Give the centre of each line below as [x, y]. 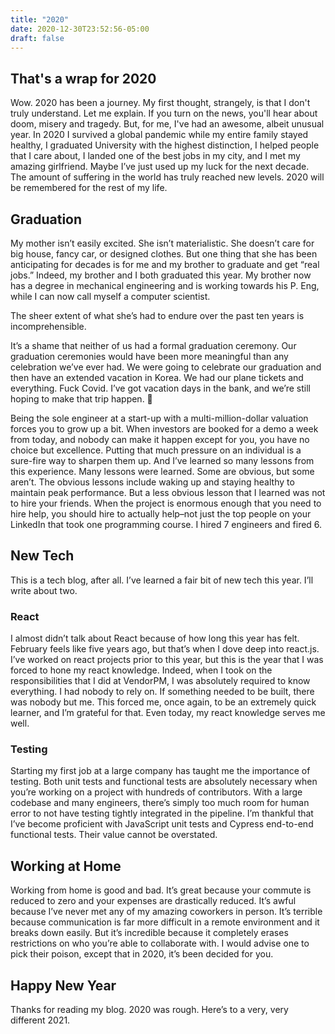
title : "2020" [40, 19]
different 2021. [40, 1020]
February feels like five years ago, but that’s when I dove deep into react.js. [165, 649]
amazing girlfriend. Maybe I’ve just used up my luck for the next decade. [160, 167]
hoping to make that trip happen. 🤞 [81, 399]
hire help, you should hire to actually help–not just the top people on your [161, 514]
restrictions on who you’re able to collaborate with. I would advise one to [160, 943]
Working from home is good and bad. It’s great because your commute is [161, 890]
